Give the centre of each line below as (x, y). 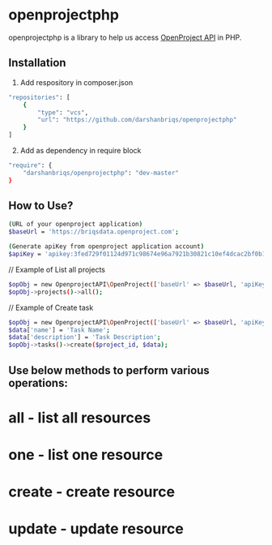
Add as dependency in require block (81, 150)
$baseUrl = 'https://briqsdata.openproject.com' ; (94, 232)
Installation (37, 63)
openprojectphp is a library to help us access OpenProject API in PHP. (125, 37)
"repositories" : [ (39, 97)
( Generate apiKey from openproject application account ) (106, 247)
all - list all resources (80, 417)
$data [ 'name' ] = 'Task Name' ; (59, 330)
